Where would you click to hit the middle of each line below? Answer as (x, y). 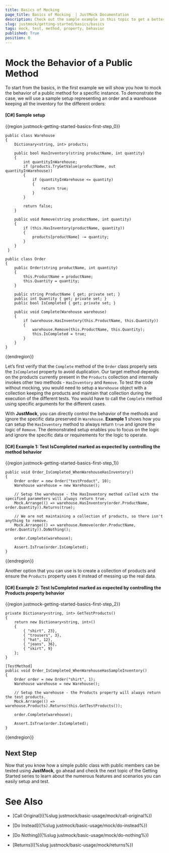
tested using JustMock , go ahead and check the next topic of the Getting (81, 771)
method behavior (23, 452)
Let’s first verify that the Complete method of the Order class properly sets (81, 366)
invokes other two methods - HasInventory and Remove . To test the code (79, 382)
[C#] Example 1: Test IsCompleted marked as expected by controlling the (83, 446)
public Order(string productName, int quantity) (66, 268)
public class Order (26, 259)
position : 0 (18, 38)
